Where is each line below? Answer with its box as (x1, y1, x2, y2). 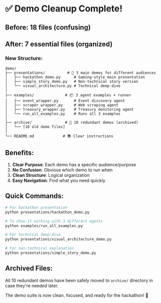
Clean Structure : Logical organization (12, 172, 90, 178)
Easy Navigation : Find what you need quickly (12, 177, 106, 184)
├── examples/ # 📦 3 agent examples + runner (5, 93, 131, 98)
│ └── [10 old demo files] (5, 125, 65, 130)
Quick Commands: (5, 192, 64, 200)
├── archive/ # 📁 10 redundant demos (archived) (5, 120, 139, 125)
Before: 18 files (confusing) (5, 23, 91, 31)
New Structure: (5, 55, 43, 62)
